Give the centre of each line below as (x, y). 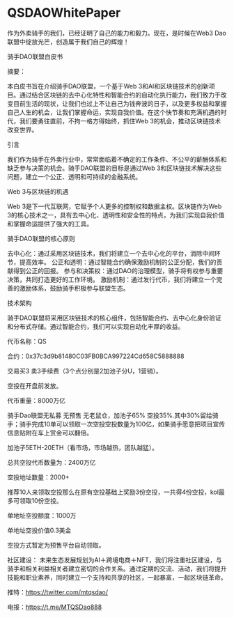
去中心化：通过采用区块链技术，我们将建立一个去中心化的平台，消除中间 (111, 253)
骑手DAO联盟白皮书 (35, 56)
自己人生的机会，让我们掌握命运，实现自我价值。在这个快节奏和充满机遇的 (114, 112)
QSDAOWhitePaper (64, 13)
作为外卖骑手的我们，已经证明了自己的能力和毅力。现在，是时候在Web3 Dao (117, 33)
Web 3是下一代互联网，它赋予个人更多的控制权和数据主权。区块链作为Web (115, 206)
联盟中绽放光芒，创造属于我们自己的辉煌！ (68, 41)
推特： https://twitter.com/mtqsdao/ (58, 592)
